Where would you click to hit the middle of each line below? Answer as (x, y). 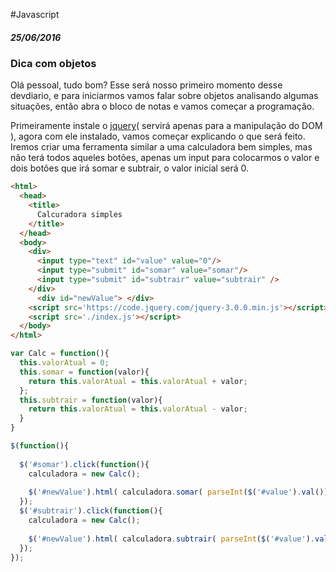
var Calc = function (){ (60, 354)
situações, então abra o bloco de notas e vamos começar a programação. (162, 106)
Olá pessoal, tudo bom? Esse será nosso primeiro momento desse (146, 85)
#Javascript (35, 14)
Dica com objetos (53, 63)
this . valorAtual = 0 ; (64, 363)
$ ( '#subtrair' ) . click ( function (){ (91, 511)
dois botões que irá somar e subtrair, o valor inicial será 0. (130, 168)
